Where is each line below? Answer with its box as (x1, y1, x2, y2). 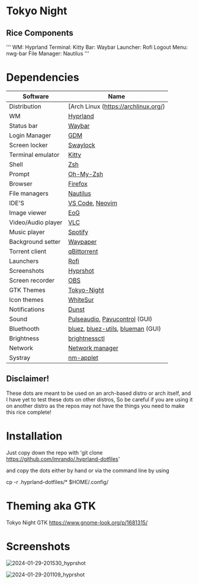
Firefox (68, 180, 88, 188)
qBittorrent (68, 247, 98, 255)
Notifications (9, 305, 45, 313)
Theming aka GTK (6, 499, 97, 513)
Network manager (68, 344, 118, 352)
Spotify (68, 228, 89, 236)
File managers (9, 189, 49, 197)
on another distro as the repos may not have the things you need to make (6, 402, 185, 409)
